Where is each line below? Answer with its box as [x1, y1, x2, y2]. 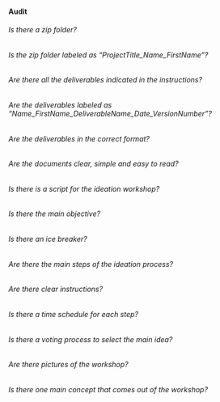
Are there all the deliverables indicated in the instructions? [8, 75, 203, 85]
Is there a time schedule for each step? [8, 309, 139, 319]
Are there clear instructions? [8, 284, 104, 294]
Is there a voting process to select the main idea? [8, 334, 173, 344]
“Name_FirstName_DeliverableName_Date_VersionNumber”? [8, 109, 213, 119]
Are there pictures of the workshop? [8, 360, 129, 370]
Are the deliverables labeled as [8, 100, 112, 110]
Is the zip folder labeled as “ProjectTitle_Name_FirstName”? [8, 49, 209, 60]
